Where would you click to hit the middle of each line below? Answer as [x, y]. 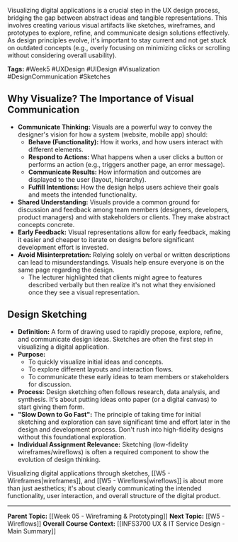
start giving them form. [51, 407]
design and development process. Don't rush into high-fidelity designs [121, 429]
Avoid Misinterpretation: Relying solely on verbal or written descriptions [124, 255]
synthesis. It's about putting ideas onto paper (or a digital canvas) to [117, 399]
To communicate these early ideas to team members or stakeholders [129, 376]
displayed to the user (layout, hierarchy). [87, 179]
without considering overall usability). [62, 55]
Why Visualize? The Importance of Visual [101, 99]
